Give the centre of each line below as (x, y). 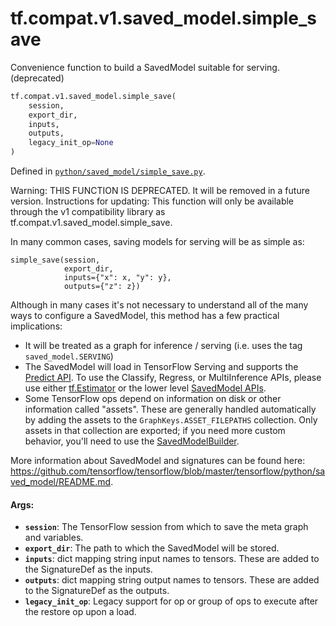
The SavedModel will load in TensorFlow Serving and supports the (161, 367)
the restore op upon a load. (80, 612)
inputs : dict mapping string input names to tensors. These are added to (172, 559)
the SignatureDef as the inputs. (88, 569)
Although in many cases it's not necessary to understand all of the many (159, 305)
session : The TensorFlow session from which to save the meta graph (166, 527)
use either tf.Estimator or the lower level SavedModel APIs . (145, 388)
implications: (36, 326)
